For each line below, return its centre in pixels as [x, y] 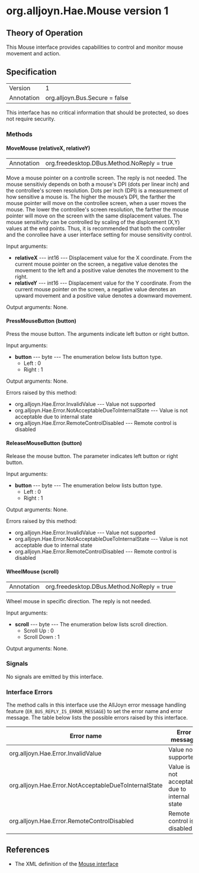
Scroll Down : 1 [42, 636]
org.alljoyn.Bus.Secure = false [87, 97]
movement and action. [33, 53]
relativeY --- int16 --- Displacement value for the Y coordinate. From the [103, 283]
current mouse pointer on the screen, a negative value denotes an [95, 289]
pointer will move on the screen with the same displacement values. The [94, 216]
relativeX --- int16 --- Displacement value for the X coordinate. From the [103, 257]
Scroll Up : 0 [39, 631]
